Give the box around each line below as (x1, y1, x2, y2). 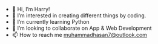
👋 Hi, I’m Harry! (12, 6, 50, 12)
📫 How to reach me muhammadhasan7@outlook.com (12, 32, 147, 38)
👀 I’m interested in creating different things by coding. (12, 12, 146, 19)
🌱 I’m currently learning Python (12, 18, 90, 25)
